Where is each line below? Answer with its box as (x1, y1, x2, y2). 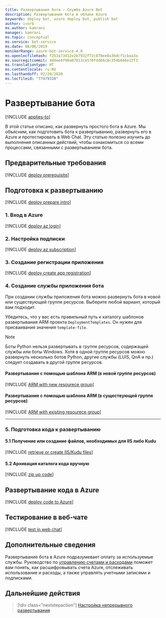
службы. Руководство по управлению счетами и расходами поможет (5, 559, 153, 565)
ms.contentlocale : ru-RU (5, 67, 56, 72)
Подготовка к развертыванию (5, 186, 103, 194)
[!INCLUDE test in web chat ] (5, 526, 63, 532)
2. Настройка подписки (5, 235, 65, 242)
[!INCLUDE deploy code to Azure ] (5, 499, 74, 505)
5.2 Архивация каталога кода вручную (5, 460, 90, 466)
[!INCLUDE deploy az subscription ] (5, 246, 77, 252)
